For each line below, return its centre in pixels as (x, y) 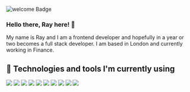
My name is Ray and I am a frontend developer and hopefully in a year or (95, 37)
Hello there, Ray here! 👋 (41, 24)
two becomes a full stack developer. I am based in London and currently (94, 44)
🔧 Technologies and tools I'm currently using (91, 69)
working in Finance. (30, 50)
